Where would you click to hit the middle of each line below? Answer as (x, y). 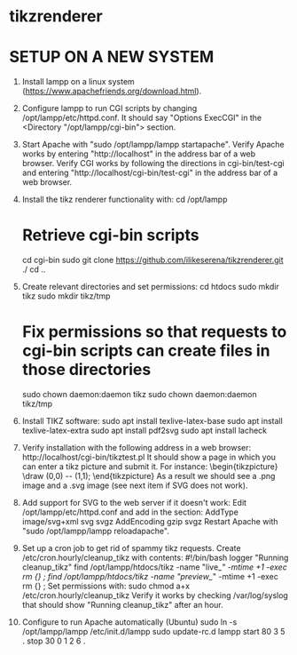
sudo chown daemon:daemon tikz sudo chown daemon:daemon (139, 394)
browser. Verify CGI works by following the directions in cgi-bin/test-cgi (153, 164)
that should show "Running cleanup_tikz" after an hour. (122, 605)
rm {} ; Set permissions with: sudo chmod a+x (106, 586)
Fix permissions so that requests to (154, 332)
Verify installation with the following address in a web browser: (137, 447)
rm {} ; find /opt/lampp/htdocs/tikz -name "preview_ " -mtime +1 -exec (150, 576)
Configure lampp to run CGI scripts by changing (109, 108)
